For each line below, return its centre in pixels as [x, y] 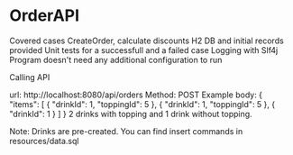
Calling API [30, 77]
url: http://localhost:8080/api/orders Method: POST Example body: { [136, 95]
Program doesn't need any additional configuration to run [116, 59]
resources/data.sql [44, 141]
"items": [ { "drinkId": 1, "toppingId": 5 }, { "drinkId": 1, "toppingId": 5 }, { [142, 104]
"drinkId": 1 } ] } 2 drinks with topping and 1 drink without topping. [131, 114]
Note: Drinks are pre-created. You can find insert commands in [126, 131]
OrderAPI [44, 16]
